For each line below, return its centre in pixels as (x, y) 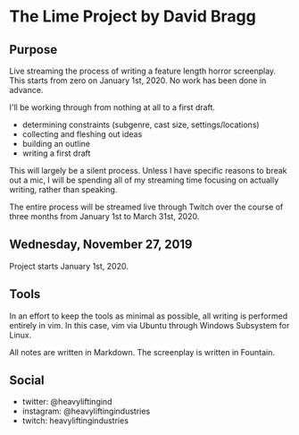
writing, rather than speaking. (63, 189)
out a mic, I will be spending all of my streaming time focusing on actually (144, 180)
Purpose (33, 50)
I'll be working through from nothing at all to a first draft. (112, 107)
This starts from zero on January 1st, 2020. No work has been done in (138, 81)
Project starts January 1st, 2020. (69, 266)
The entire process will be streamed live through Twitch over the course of (146, 207)
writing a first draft (56, 153)
